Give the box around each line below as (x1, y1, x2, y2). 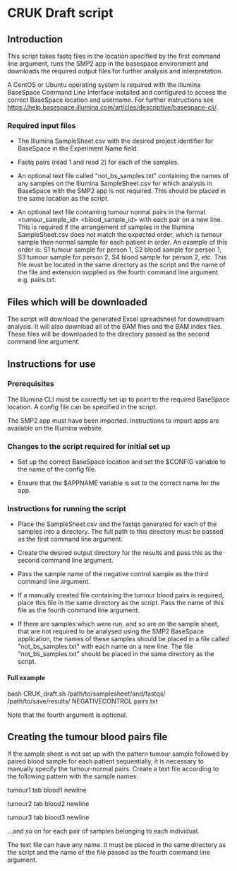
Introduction (7, 33, 63, 45)
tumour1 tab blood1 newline (7, 786, 87, 795)
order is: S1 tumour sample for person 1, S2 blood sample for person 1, (17, 245, 222, 254)
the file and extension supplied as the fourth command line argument (17, 268, 219, 276)
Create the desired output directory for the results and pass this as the (17, 549, 223, 557)
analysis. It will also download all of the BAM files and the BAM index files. (7, 322, 223, 331)
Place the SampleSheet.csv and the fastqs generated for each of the (17, 520, 217, 528)
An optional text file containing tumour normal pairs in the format (17, 208, 206, 216)
